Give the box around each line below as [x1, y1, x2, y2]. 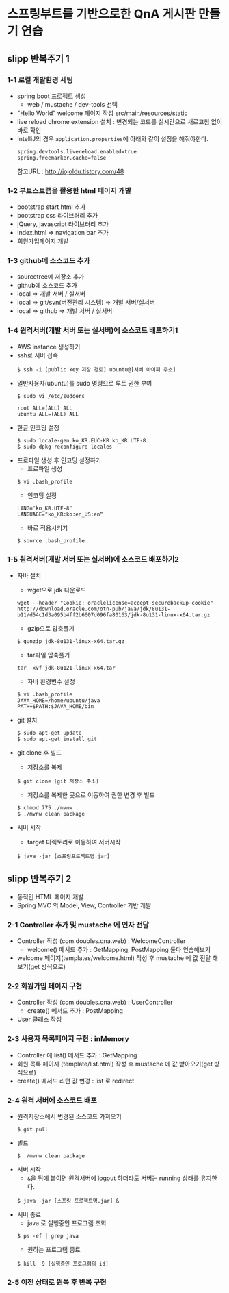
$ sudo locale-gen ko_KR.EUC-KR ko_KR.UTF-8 [16, 437, 146, 444]
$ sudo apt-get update [16, 730, 82, 737]
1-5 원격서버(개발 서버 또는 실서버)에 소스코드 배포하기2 [7, 554, 179, 564]
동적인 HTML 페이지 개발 [16, 892, 84, 901]
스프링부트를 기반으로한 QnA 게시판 [7, 6, 196, 22]
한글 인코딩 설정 [16, 423, 59, 431]
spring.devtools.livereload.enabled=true [16, 148, 137, 155]
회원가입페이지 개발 [16, 237, 69, 245]
